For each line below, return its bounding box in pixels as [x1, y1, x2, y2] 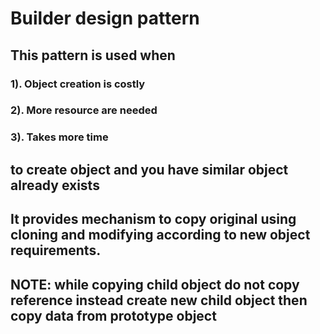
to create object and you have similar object [10, 161, 289, 178]
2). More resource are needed [10, 103, 158, 117]
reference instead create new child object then [10, 292, 308, 309]
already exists [10, 177, 100, 194]
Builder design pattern [10, 7, 200, 30]
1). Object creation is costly [10, 77, 146, 91]
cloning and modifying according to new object [10, 227, 311, 244]
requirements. [10, 242, 102, 259]
